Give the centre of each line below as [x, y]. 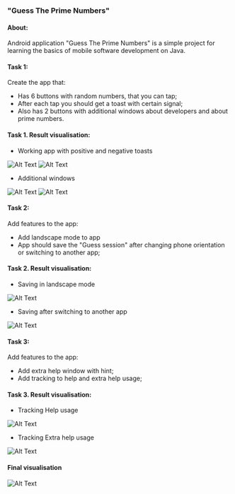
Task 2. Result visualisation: [50, 269]
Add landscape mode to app [59, 237]
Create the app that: [36, 83]
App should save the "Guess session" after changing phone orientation [121, 245]
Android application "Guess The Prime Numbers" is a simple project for [111, 43]
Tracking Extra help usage [56, 437]
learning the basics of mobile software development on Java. [97, 51]
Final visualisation [35, 467]
